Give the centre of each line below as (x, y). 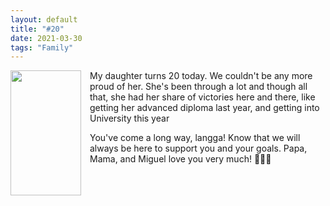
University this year (129, 118)
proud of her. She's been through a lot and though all (198, 87)
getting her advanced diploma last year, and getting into (204, 108)
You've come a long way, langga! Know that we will (195, 138)
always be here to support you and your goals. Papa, (198, 148)
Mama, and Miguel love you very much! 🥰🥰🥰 (180, 159)
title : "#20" (37, 29)
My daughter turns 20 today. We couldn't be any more (201, 76)
